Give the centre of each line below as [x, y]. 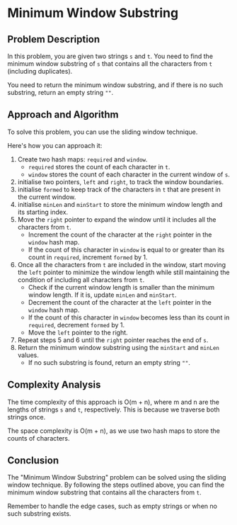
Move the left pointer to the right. [78, 332]
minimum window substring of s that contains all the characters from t [110, 64]
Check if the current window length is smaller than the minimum [121, 287]
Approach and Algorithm [63, 115]
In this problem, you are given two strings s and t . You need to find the [110, 56]
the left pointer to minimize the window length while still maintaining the [123, 272]
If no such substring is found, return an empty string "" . [109, 362]
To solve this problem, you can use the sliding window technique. [103, 132]
